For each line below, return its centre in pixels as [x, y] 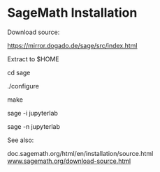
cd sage [19, 72]
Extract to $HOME [33, 59]
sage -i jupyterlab [32, 113]
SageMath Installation [72, 13]
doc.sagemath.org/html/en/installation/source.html [80, 153]
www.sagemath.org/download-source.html [69, 161]
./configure [23, 86]
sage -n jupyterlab [34, 126]
